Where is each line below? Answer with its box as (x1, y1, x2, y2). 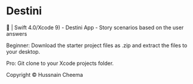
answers (6, 30, 27, 37)
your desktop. (6, 48, 41, 55)
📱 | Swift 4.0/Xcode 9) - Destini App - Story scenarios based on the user (6, 24, 184, 31)
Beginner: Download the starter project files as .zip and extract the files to (6, 42, 188, 49)
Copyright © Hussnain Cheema (6, 71, 83, 78)
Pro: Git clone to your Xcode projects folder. (6, 60, 114, 67)
